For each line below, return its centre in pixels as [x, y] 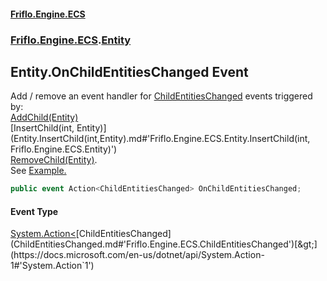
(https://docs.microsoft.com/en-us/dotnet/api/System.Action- [137, 255]
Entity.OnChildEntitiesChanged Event [129, 71]
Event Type [34, 211]
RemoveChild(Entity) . [54, 160]
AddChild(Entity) [44, 117]
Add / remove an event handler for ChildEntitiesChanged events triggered [161, 96]
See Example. [38, 171]
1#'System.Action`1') [52, 266]
